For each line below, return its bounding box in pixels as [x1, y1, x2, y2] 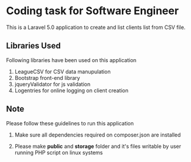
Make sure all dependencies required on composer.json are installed [14, 131, 181, 138]
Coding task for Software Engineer [6, 4, 179, 18]
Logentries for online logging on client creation [14, 87, 129, 94]
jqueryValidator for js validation [14, 80, 91, 88]
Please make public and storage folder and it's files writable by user [14, 142, 182, 150]
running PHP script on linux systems [14, 149, 103, 156]
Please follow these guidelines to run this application [6, 119, 134, 127]
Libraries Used [6, 41, 61, 51]
